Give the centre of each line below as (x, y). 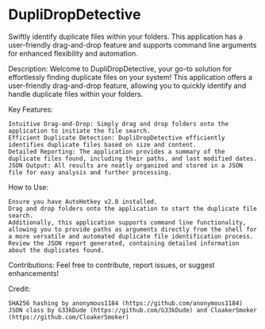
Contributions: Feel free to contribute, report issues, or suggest (111, 265)
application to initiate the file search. (79, 131)
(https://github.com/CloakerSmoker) (69, 317)
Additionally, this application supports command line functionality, (127, 222)
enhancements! (34, 273)
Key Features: (31, 109)
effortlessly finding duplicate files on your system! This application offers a (130, 77)
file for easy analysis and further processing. (90, 172)
